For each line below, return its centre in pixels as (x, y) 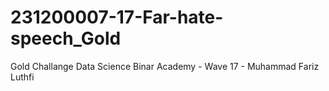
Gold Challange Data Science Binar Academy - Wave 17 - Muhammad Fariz (165, 66)
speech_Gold (66, 38)
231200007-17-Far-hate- (117, 17)
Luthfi (22, 77)
